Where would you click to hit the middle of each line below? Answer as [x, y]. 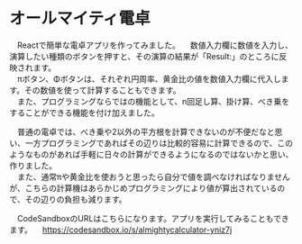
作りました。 [33, 165]
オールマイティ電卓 [80, 18]
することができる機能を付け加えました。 [84, 113]
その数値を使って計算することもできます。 [102, 90]
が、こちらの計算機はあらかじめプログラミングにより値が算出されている [143, 188]
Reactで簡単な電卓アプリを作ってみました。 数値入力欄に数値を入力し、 [155, 45]
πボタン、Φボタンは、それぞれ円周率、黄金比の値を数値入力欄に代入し [149, 78]
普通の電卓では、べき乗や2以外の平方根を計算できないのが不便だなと [146, 131]
